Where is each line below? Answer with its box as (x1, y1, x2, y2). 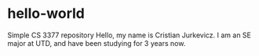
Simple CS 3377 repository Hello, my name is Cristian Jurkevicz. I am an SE (7, 30, 252, 40)
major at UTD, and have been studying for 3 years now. (7, 38, 186, 47)
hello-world (7, 5, 86, 23)
